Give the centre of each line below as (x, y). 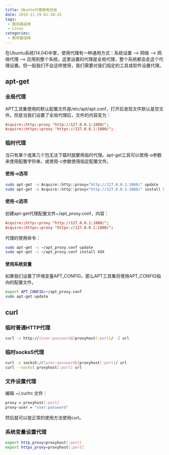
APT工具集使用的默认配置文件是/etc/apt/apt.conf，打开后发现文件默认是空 (82, 109)
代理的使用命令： (23, 238)
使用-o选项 (17, 173)
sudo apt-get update (27, 297)
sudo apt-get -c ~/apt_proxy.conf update (49, 247)
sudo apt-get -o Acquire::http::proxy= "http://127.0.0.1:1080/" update (82, 185)
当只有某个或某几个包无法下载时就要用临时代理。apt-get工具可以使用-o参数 (83, 155)
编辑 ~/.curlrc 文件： (26, 393)
